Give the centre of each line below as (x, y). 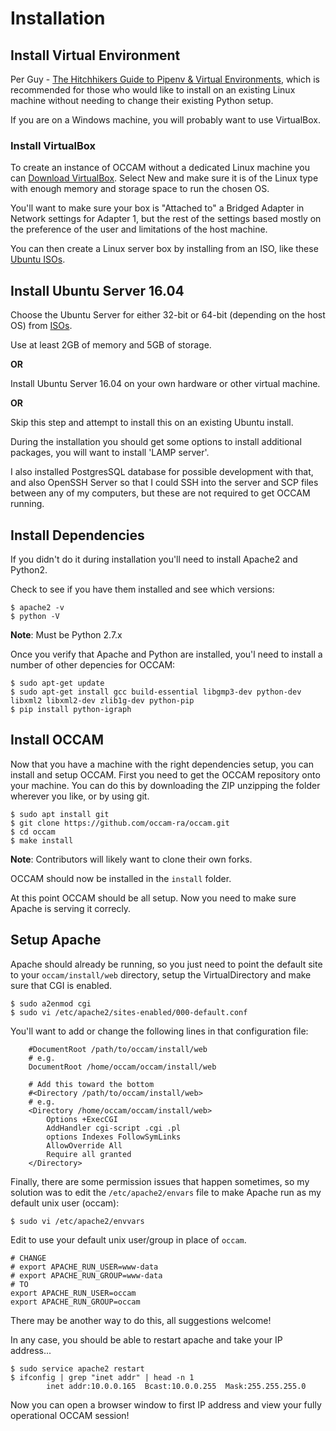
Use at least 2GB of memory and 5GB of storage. (111, 345)
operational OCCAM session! (70, 1415)
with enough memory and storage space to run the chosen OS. (140, 189)
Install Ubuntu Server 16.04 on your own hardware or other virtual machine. (165, 384)
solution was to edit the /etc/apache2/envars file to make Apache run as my (166, 1192)
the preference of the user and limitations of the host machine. (139, 229)
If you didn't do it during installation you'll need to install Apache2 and (154, 559)
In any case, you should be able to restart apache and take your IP (146, 1339)
